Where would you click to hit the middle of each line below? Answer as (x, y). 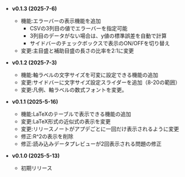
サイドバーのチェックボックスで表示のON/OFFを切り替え (100, 43)
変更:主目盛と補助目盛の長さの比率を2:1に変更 (77, 51)
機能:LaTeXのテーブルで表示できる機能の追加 (76, 114)
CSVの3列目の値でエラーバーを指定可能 (78, 28)
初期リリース (36, 168)
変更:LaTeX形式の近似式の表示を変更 (66, 121)
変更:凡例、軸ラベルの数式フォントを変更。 (74, 90)
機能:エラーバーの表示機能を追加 (61, 21)
